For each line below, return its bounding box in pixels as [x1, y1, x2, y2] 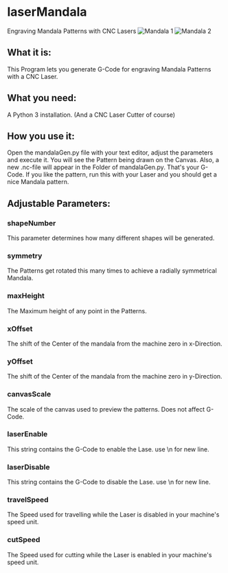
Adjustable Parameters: [7, 197, 111, 210]
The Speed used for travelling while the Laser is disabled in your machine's [7, 510, 220, 519]
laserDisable [7, 462, 50, 471]
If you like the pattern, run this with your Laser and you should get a [25, 170, 218, 179]
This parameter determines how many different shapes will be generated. [7, 234, 215, 243]
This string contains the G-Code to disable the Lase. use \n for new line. [7, 478, 211, 486]
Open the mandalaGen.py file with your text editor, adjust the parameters [7, 148, 214, 157]
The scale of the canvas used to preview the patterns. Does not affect [7, 405, 205, 413]
